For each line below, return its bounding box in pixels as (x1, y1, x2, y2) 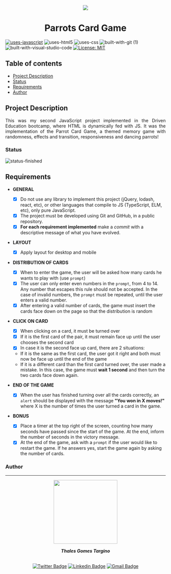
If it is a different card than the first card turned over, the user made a (20, 362, 166, 368)
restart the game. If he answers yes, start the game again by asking (20, 445, 162, 451)
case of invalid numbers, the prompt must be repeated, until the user (20, 292, 163, 298)
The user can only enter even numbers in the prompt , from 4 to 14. (20, 280, 159, 286)
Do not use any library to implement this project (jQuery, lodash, (20, 196, 155, 202)
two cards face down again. (20, 372, 79, 378)
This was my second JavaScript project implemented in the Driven (5, 117, 166, 123)
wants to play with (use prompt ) (20, 275, 85, 281)
